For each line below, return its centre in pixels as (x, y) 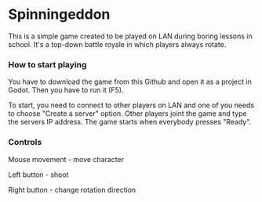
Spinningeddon (59, 14)
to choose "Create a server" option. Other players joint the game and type (127, 114)
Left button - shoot (38, 175)
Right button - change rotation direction (72, 189)
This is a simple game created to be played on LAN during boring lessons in (130, 36)
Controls (25, 142)
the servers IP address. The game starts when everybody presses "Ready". (130, 122)
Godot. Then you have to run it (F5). (66, 90)
